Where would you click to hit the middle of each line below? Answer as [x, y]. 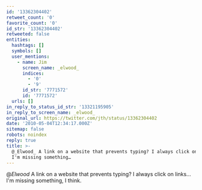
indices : [33, 73]
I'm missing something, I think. [44, 180]
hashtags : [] [28, 46]
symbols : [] [27, 51]
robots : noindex [26, 135]
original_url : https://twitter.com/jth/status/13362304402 [82, 118]
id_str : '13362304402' [35, 29]
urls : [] [23, 101]
